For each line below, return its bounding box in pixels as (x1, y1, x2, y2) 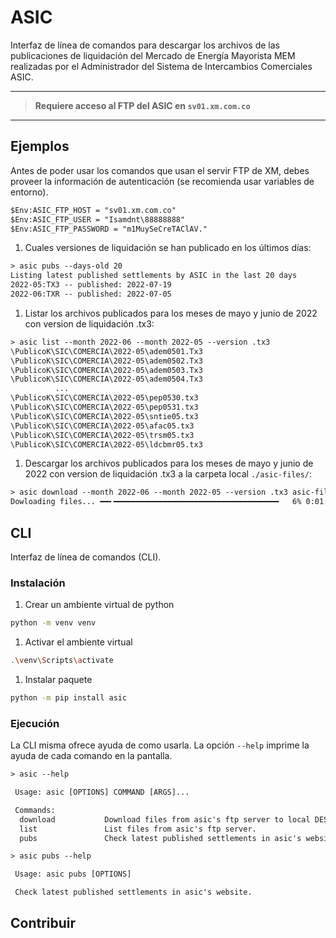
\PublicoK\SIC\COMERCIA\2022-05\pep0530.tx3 (10, 393, 199, 403)
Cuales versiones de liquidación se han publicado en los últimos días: (24, 242, 312, 254)
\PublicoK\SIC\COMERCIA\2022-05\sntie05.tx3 (10, 411, 199, 421)
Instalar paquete (24, 673, 93, 685)
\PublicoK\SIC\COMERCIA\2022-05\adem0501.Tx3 (10, 346, 203, 356)
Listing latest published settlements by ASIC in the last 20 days (10, 271, 298, 281)
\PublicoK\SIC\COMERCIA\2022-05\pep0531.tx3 (10, 402, 199, 412)
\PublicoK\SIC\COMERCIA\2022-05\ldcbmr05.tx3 (10, 439, 203, 450)
